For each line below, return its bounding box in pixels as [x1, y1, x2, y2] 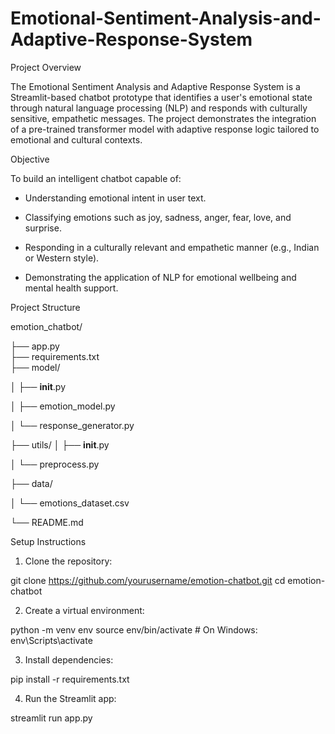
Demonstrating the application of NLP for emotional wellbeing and [24, 271, 297, 283]
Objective [10, 153, 50, 165]
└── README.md [10, 516, 84, 528]
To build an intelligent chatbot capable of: [10, 172, 182, 184]
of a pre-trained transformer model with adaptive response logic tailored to [10, 123, 320, 135]
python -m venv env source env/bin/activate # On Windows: [10, 623, 258, 636]
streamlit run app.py [10, 712, 93, 724]
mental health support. [24, 282, 119, 294]
